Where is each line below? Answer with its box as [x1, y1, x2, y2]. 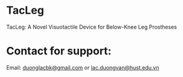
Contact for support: [6, 44, 112, 58]
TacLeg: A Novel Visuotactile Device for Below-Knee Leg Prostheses [6, 23, 177, 30]
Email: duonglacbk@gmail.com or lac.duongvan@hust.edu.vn [6, 64, 159, 71]
